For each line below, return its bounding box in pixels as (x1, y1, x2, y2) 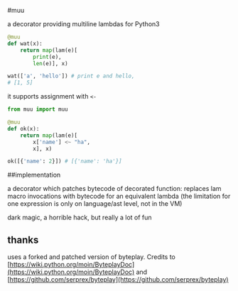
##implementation (7, 170, 61, 180)
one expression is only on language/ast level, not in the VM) (7, 199, 183, 208)
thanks (7, 234, 39, 246)
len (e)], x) (33, 60, 69, 67)
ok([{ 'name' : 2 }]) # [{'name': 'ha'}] (7, 158, 122, 165)
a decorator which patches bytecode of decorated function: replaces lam (7, 185, 222, 193)
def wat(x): (7, 40, 43, 47)
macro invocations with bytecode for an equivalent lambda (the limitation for (7, 192, 231, 201)
